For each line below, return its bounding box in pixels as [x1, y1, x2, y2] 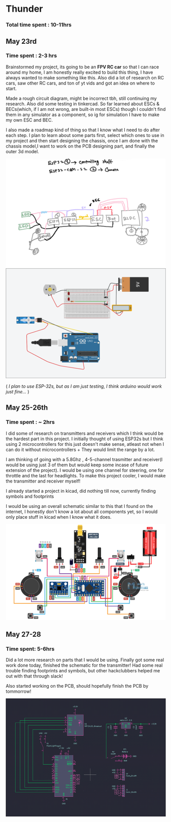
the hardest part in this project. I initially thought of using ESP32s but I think [6, 436, 164, 442]
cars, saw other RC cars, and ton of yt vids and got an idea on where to [6, 80, 155, 86]
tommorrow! [6, 688, 31, 694]
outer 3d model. [6, 148, 40, 154]
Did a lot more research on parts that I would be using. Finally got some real [6, 657, 164, 663]
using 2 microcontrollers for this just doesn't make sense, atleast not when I [6, 441, 164, 447]
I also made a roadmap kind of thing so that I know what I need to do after [6, 127, 160, 133]
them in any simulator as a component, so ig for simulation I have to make [6, 111, 159, 118]
